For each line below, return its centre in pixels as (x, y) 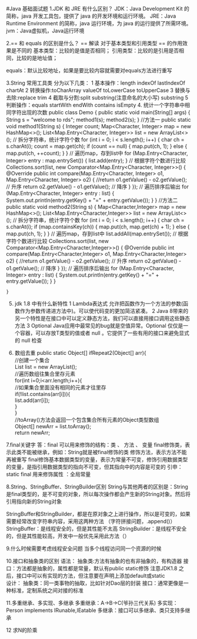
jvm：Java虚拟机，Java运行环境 (45, 31)
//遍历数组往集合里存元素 (45, 374)
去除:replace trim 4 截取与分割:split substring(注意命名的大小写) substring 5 (97, 98)
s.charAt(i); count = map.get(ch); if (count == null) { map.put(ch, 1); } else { (97, 146)
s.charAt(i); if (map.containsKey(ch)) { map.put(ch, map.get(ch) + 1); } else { (98, 227)
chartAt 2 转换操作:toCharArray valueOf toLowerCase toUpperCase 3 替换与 (98, 90)
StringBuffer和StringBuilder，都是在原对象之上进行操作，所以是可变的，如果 (98, 514)
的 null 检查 (28, 340)
